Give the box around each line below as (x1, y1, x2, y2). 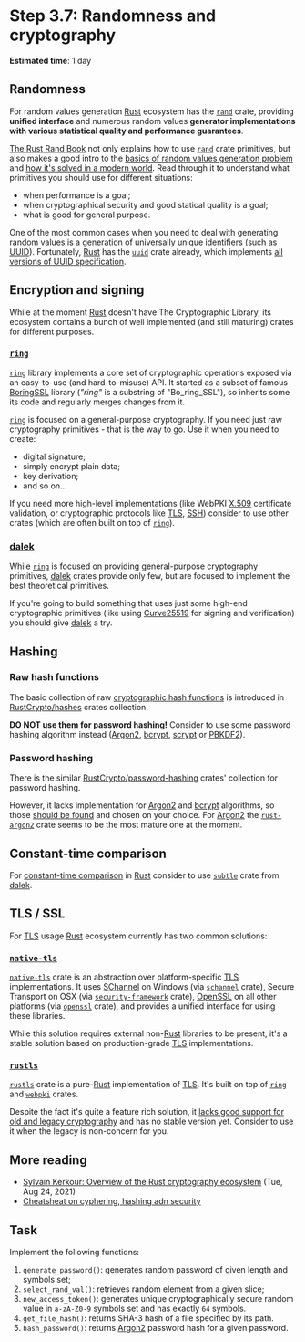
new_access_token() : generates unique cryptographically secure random (22, 1293, 294, 1304)
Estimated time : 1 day (9, 55, 92, 66)
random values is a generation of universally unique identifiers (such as (9, 236, 278, 247)
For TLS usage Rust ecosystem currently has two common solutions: (9, 930, 268, 941)
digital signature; (22, 451, 86, 462)
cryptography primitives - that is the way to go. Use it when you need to (9, 424, 280, 435)
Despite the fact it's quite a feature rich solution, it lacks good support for (9, 1106, 285, 1117)
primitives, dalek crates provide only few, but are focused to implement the (9, 571, 290, 582)
